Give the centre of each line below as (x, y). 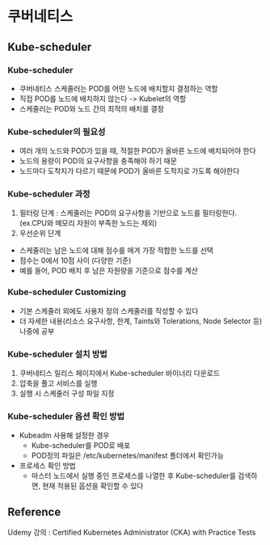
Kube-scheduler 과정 (49, 194)
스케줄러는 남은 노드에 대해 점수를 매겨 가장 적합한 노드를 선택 (116, 251)
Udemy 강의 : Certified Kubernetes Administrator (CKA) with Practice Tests (132, 532)
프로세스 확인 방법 (47, 466)
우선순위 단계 (40, 233)
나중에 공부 (37, 331)
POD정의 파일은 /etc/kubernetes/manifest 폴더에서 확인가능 (127, 456)
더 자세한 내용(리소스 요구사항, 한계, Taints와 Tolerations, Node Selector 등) (141, 321)
